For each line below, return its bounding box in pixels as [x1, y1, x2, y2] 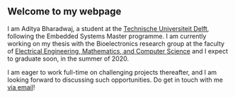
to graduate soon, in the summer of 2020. [7, 54, 130, 63]
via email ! [7, 82, 35, 91]
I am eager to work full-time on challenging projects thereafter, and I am [7, 68, 217, 76]
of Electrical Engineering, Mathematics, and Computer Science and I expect [7, 47, 229, 55]
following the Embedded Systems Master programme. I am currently [7, 32, 207, 40]
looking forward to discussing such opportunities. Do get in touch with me [7, 75, 223, 84]
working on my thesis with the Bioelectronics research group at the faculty [7, 39, 225, 48]
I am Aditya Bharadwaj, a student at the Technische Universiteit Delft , [7, 24, 210, 32]
